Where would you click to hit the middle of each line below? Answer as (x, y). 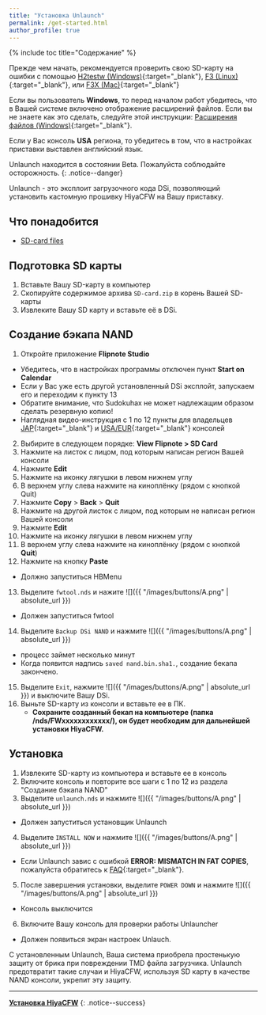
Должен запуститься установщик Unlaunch (94, 822)
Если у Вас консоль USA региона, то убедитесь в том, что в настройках (131, 141)
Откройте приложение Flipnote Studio (85, 354)
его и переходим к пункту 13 (69, 394)
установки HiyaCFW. (68, 728)
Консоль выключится (56, 908)
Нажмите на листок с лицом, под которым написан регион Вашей (132, 451)
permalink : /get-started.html (59, 23)
